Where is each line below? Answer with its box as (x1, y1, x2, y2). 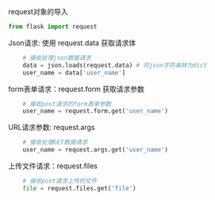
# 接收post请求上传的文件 (22, 177, 98, 185)
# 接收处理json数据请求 (22, 54, 91, 62)
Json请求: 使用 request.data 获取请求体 (8, 38, 136, 48)
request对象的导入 (8, 7, 69, 16)
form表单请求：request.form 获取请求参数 (8, 84, 144, 94)
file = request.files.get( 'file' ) (22, 184, 136, 192)
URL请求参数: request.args (8, 122, 95, 133)
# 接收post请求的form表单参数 (22, 100, 112, 108)
